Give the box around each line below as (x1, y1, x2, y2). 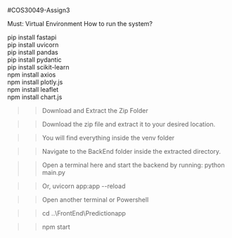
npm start (41, 223, 70, 231)
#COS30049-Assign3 (7, 6, 70, 14)
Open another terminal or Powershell (41, 196, 149, 204)
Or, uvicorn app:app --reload (41, 182, 126, 190)
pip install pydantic (7, 55, 62, 64)
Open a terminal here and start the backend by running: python (41, 161, 225, 169)
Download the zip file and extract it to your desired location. (41, 120, 216, 128)
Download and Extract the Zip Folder (41, 107, 149, 114)
